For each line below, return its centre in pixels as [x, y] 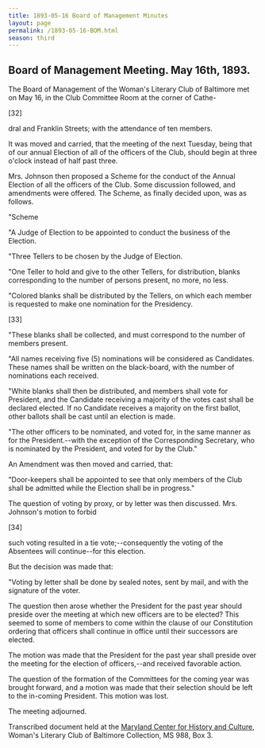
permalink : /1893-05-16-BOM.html [63, 30]
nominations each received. [54, 376]
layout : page [30, 23]
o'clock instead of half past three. [63, 161]
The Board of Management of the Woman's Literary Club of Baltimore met [129, 89]
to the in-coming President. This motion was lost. [88, 696]
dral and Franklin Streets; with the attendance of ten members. [110, 129]
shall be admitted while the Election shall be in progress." [102, 488]
